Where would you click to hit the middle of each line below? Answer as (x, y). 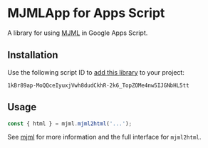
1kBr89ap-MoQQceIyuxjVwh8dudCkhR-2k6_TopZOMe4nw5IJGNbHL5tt (99, 85)
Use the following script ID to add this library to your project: (96, 72)
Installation (33, 55)
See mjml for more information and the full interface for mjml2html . (104, 137)
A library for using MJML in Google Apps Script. (78, 33)
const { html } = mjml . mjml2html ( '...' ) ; (70, 123)
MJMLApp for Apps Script (86, 13)
